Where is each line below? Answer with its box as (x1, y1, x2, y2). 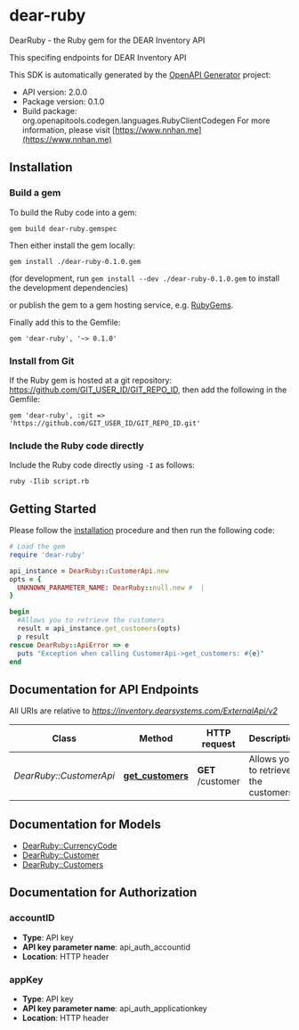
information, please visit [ (21, 124, 116, 135)
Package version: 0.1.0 (21, 95, 105, 107)
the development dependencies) (9, 282, 129, 293)
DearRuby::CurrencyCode (21, 840, 117, 852)
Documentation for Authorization (9, 885, 198, 901)
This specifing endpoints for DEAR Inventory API (9, 52, 187, 62)
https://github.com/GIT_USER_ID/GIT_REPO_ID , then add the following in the (9, 384, 287, 395)
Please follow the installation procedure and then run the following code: (9, 525, 275, 536)
